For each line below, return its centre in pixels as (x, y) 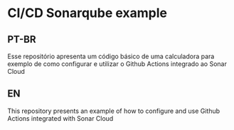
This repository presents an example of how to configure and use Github (114, 111)
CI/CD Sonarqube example (87, 13)
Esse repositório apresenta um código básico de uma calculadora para (111, 56)
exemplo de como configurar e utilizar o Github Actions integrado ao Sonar (117, 64)
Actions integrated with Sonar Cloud (60, 118)
